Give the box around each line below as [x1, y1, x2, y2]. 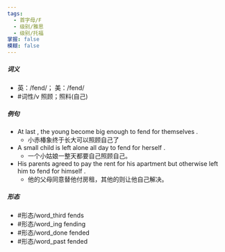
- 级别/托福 [13, 29, 44, 37]
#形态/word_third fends [17, 211, 85, 219]
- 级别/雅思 [13, 23, 44, 30]
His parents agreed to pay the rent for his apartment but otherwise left [17, 159, 219, 167]
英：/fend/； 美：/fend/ [17, 83, 85, 92]
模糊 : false [7, 42, 40, 49]
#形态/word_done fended [17, 228, 90, 237]
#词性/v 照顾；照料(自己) [17, 92, 88, 101]
